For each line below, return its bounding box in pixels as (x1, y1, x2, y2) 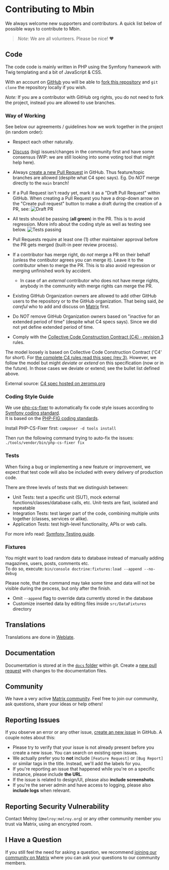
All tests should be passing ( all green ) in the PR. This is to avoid (12, 216, 145, 222)
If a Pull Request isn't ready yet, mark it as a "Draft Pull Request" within (12, 190, 160, 196)
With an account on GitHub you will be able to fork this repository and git (5, 79, 158, 85)
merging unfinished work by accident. (12, 268, 92, 274)
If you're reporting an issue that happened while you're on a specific (12, 766, 155, 772)
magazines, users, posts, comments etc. (5, 560, 89, 566)
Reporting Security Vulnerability (5, 802, 109, 811)
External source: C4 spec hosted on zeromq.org (5, 381, 105, 387)
